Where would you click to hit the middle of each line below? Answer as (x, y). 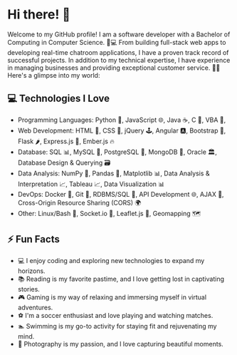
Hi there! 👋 (39, 15)
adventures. (35, 307)
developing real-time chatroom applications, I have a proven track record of (118, 52)
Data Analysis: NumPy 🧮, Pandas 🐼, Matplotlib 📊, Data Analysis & (114, 173)
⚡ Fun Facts (34, 239)
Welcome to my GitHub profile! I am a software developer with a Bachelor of (119, 34)
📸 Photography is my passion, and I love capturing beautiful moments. (121, 344)
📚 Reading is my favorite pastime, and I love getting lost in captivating (121, 279)
